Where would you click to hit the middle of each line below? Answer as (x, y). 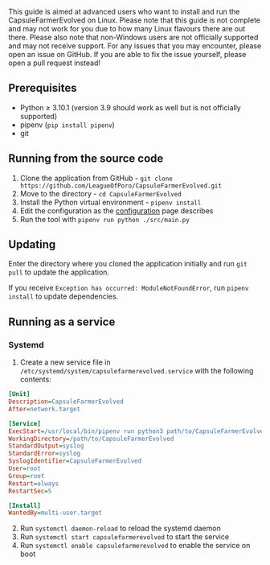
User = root (25, 468)
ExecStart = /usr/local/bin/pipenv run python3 (86, 431)
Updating (32, 245)
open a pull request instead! (55, 63)
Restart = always (34, 483)
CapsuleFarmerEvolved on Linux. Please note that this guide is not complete (135, 20)
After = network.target (45, 409)
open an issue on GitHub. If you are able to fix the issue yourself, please (127, 54)
